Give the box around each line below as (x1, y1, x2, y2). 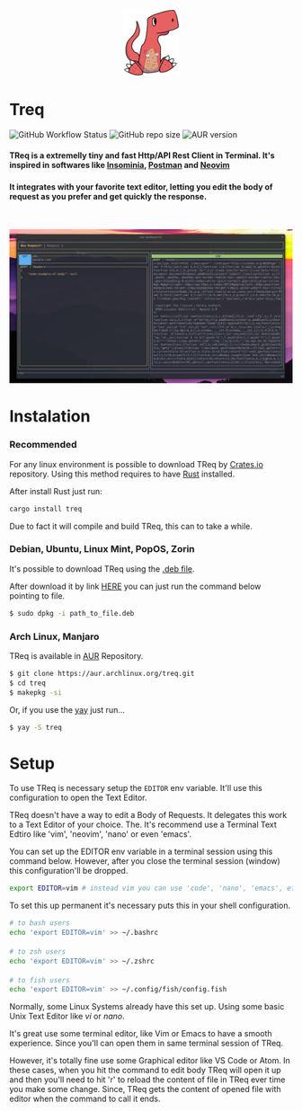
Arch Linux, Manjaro (9, 630, 100, 643)
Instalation (9, 406, 91, 427)
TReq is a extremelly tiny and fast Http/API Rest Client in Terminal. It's (9, 149, 276, 161)
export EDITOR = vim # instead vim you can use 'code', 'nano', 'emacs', (9, 884, 283, 893)
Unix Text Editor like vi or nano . (9, 1011, 125, 1022)
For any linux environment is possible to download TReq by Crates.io (9, 458, 263, 469)
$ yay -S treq (9, 723, 63, 732)
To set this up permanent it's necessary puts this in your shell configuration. (9, 900, 291, 911)
